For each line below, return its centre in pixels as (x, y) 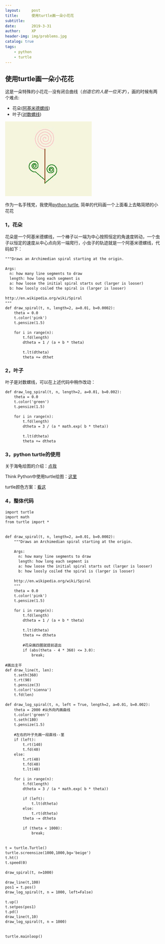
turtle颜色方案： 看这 (26, 487)
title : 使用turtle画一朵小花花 (40, 15)
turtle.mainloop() (24, 936)
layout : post (23, 10)
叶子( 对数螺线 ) (27, 114)
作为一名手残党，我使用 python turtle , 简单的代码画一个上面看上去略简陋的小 (82, 205)
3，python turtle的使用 (33, 454)
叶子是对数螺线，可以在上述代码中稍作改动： (50, 382)
